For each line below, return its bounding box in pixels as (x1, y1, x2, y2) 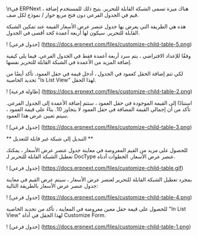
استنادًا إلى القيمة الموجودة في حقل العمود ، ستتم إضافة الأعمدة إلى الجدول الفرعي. (6, 99, 193, 106)
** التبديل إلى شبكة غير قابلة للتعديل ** (6, 135, 94, 142)
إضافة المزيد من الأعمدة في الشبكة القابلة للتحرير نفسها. (6, 59, 132, 65)
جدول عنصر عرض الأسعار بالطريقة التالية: (6, 182, 98, 189)
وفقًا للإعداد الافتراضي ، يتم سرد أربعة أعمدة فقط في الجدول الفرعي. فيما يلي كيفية (6, 52, 191, 59)
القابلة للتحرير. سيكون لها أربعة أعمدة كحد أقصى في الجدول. (6, 29, 140, 36)
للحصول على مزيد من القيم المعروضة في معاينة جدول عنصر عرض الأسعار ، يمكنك (6, 147, 188, 153)
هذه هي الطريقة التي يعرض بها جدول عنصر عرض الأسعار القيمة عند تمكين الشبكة (6, 23, 186, 30)
